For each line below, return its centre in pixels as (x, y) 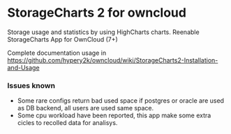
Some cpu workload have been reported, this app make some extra (114, 115)
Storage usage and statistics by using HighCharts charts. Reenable (104, 32)
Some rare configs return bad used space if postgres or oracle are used (121, 101)
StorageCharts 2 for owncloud (97, 13)
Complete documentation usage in (57, 53)
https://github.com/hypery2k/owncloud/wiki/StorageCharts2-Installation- (113, 60)
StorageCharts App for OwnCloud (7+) (63, 39)
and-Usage (23, 67)
